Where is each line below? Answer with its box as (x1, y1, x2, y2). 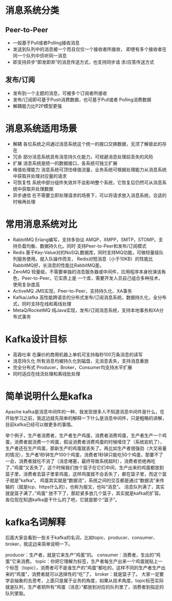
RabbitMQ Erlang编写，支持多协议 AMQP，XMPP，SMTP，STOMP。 (12, 236, 159, 242)
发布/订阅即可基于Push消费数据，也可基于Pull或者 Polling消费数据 (12, 96, 152, 103)
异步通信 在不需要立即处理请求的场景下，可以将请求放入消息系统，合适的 (12, 192, 167, 198)
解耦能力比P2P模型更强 (12, 103, 62, 109)
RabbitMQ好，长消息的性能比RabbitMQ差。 (12, 262, 104, 268)
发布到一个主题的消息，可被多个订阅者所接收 (12, 90, 107, 96)
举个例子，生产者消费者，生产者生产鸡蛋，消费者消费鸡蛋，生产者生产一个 (5, 432, 162, 438)
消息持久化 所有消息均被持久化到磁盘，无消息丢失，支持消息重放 (12, 358, 149, 364)
